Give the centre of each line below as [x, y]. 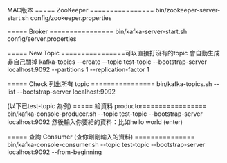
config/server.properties [42, 39]
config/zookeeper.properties [71, 18]
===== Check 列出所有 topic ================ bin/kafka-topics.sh [110, 84]
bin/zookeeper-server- [188, 10]
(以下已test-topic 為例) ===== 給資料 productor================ [107, 106]
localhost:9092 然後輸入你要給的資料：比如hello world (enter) [95, 122]
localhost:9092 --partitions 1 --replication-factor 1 [79, 69]
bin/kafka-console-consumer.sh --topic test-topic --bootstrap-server [106, 145]
